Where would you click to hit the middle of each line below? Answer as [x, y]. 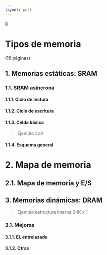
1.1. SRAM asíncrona [30, 88]
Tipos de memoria [43, 44]
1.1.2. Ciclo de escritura [29, 111]
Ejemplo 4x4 [30, 133]
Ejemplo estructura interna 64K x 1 [53, 212]
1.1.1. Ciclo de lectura [27, 100]
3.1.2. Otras [17, 248]
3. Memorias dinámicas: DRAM [54, 200]
